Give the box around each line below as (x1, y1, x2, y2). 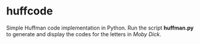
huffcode (6, 4, 53, 18)
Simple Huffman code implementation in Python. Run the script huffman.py (6, 24, 194, 31)
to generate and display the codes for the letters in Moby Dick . (6, 30, 161, 37)
